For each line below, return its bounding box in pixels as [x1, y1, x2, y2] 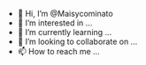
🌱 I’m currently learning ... [17, 27, 112, 37]
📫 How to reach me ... [17, 47, 100, 56]
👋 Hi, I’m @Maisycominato [17, 9, 113, 18]
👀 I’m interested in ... [17, 18, 93, 28]
